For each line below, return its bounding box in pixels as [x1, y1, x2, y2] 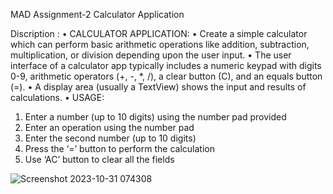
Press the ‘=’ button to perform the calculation [24, 143, 215, 154]
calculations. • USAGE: [10, 92, 105, 103]
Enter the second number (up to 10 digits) [24, 132, 197, 144]
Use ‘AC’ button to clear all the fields [24, 154, 175, 165]
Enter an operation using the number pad [24, 122, 195, 133]
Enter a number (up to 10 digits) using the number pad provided [24, 111, 287, 123]
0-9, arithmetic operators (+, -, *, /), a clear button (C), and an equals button [10, 70, 323, 82]
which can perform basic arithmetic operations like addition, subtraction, [10, 39, 310, 50]
